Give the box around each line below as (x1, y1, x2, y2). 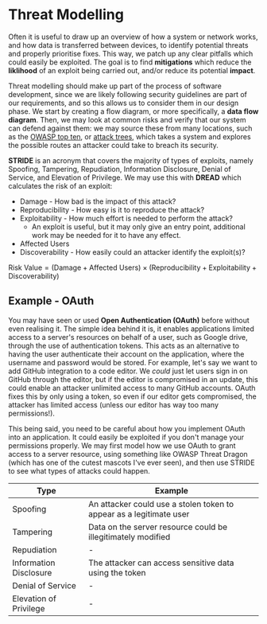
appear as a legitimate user (88, 508, 190, 519)
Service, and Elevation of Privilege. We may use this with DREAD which (8, 173, 242, 182)
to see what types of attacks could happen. (8, 466, 151, 475)
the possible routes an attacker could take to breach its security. (8, 140, 219, 150)
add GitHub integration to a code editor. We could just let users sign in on (8, 366, 248, 376)
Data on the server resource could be (88, 521, 228, 532)
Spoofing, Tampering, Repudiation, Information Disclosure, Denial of (8, 164, 232, 174)
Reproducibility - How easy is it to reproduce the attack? (19, 205, 205, 214)
